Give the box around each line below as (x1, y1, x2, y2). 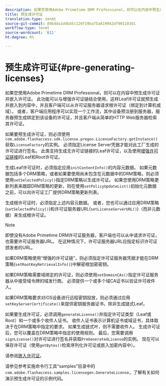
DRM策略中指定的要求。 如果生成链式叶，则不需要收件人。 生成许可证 (18, 323, 161, 329)
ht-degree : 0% (5, 35, 35, 40)
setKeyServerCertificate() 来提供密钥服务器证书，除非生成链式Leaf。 (5, 300, 148, 306)
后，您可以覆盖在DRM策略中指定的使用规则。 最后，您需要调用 (5, 330, 133, 336)
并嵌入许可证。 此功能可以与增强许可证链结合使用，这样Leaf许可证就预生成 (5, 96, 159, 102)
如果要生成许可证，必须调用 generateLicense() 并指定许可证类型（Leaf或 (5, 311, 152, 317)
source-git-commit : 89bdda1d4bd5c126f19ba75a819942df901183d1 (5, 21, 136, 26)
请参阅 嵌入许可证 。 (5, 352, 44, 358)
